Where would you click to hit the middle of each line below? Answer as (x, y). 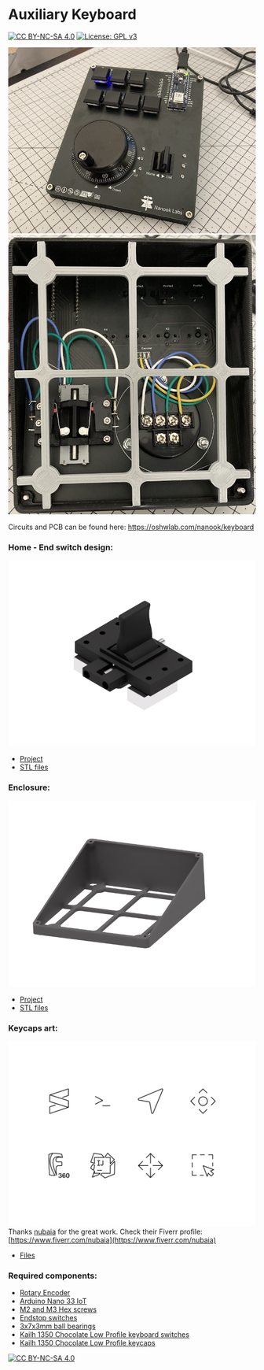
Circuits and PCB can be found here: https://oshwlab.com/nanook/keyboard (131, 527)
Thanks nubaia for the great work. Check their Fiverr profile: (105, 1232)
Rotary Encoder (45, 1293)
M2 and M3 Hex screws (58, 1309)
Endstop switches (48, 1318)
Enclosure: (29, 787)
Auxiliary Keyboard (72, 15)
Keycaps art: (33, 1027)
